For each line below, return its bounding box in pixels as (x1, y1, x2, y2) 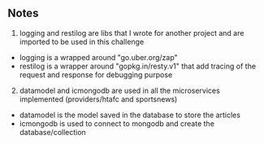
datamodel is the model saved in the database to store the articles (19, 110, 241, 120)
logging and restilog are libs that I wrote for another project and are (19, 28, 245, 37)
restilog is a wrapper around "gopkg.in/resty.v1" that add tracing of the (19, 61, 257, 71)
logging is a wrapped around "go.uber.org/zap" (19, 52, 178, 62)
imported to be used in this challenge (19, 37, 145, 46)
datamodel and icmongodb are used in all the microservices (19, 85, 220, 95)
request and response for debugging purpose (19, 69, 173, 80)
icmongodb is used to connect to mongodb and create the (19, 118, 214, 129)
